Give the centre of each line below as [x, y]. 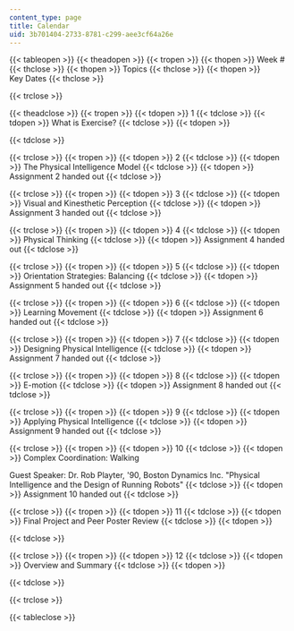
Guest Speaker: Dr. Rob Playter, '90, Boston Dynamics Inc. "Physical [135, 475]
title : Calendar [39, 26]
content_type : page [46, 17]
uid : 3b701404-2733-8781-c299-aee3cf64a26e [92, 34]
